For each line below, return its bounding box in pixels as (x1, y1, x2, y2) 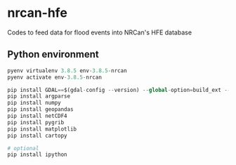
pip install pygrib (7, 119, 65, 126)
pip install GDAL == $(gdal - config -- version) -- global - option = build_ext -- (7, 86, 231, 93)
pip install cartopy (7, 132, 68, 139)
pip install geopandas (7, 106, 74, 113)
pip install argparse (7, 93, 71, 100)
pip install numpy (7, 100, 61, 107)
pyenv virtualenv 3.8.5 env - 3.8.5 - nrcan (7, 67, 128, 74)
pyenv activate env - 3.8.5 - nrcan (7, 74, 102, 81)
